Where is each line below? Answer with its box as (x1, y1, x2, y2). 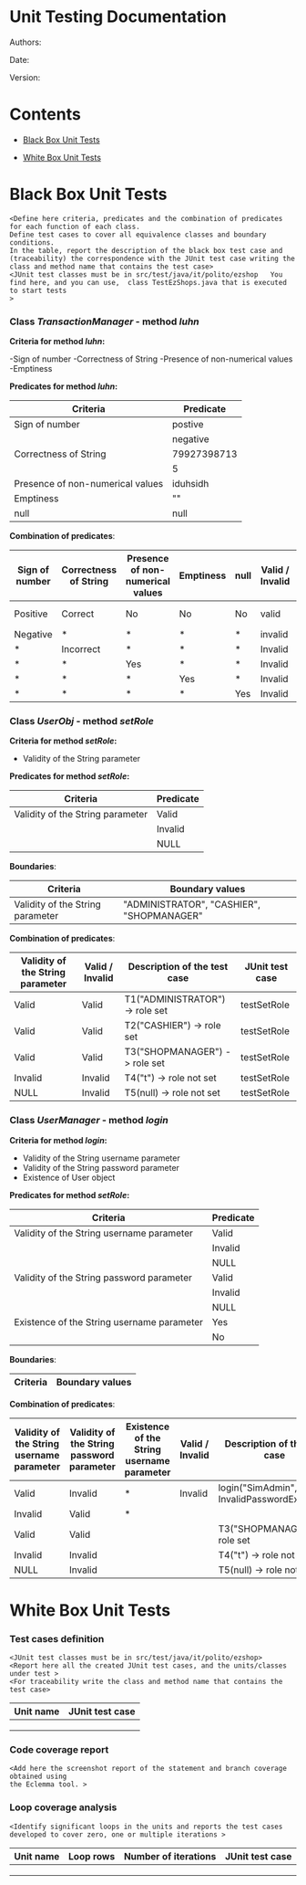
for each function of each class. (9, 222, 141, 231)
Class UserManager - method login (9, 1114, 168, 1127)
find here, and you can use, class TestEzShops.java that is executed (9, 278, 287, 287)
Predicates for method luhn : (9, 381, 118, 392)
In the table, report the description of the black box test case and (9, 246, 283, 255)
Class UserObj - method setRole (9, 715, 155, 728)
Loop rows (67, 1849, 116, 1862)
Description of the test (127, 961, 229, 974)
